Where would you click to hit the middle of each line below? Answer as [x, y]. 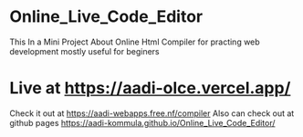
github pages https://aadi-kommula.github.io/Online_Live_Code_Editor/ [142, 122]
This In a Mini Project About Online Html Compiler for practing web [135, 42]
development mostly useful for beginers [84, 51]
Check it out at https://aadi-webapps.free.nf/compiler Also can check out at [152, 113]
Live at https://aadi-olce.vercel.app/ [150, 88]
